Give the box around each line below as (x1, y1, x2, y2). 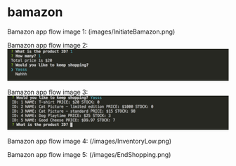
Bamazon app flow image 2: (7, 41, 88, 49)
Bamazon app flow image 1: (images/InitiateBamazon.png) (7, 27, 176, 36)
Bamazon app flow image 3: (7, 88, 88, 97)
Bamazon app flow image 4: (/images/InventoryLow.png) (7, 137, 172, 145)
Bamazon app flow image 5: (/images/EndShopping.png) (7, 150, 171, 158)
